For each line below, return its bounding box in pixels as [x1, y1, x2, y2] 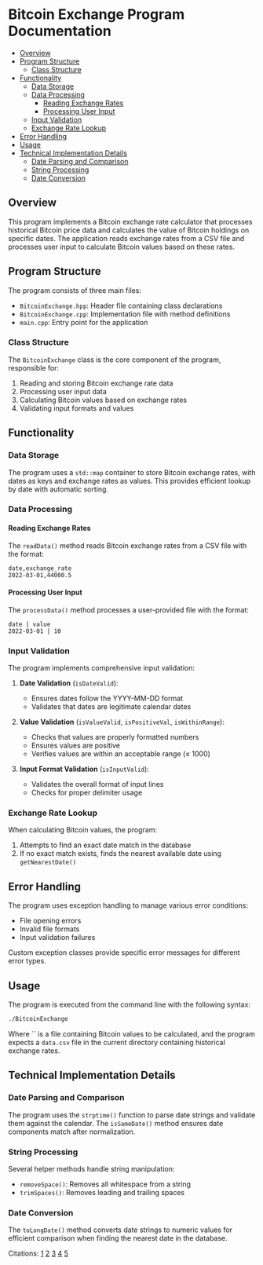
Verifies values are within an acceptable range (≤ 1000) [31, 749, 210, 759]
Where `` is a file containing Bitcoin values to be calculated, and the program [8, 1029, 255, 1038]
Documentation [8, 22, 112, 40]
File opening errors [19, 916, 82, 926]
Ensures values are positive [31, 740, 120, 751]
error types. [8, 956, 47, 966]
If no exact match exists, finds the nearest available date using [19, 849, 222, 858]
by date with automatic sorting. [8, 484, 108, 494]
